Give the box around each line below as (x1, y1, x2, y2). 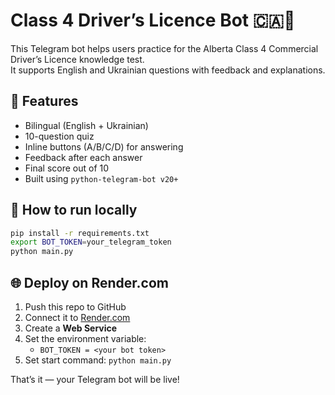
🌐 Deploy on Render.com (10, 274, 169, 291)
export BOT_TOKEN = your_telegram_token (10, 237, 172, 248)
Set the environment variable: (24, 333, 147, 344)
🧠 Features (10, 93, 79, 110)
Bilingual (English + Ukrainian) (24, 119, 149, 131)
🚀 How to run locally (10, 202, 138, 219)
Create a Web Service (24, 322, 118, 334)
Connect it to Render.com (24, 312, 131, 323)
